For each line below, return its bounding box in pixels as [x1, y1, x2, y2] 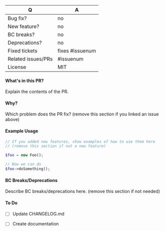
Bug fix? [7, 15, 27, 21]
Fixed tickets [7, 47, 37, 54]
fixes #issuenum [57, 47, 96, 54]
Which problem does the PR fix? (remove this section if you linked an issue [5, 111, 159, 117]
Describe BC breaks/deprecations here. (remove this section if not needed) [5, 188, 160, 194]
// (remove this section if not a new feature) [5, 143, 106, 149]
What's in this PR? [5, 77, 44, 83]
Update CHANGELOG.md [12, 211, 64, 217]
